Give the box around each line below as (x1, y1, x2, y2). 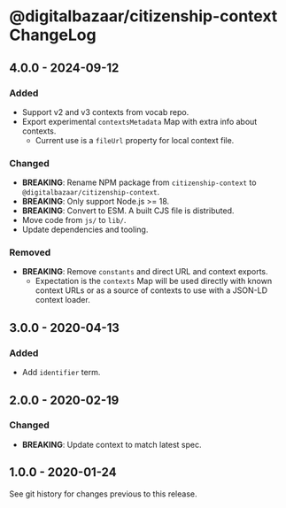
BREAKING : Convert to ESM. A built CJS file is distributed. (21, 205, 235, 216)
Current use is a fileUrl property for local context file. (35, 135, 235, 145)
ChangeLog (9, 25, 97, 45)
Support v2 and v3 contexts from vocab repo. (21, 106, 189, 117)
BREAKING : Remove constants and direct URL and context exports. (21, 266, 268, 277)
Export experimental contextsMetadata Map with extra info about (21, 116, 258, 127)
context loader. (35, 295, 90, 305)
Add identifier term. (21, 367, 101, 378)
